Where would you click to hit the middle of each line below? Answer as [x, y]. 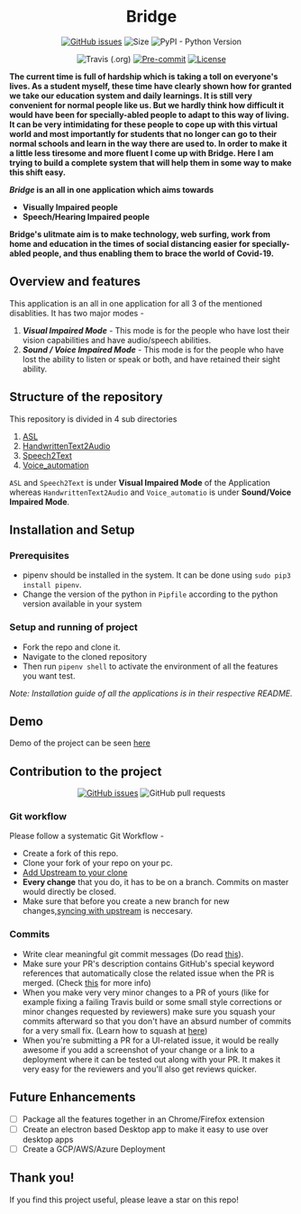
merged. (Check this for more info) [87, 982]
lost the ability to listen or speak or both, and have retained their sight [151, 359]
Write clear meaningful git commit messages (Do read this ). [133, 954]
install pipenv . [52, 585]
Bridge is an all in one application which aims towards [112, 189]
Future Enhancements [73, 1097]
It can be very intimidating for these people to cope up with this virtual [143, 124]
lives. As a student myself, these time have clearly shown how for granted [150, 86]
